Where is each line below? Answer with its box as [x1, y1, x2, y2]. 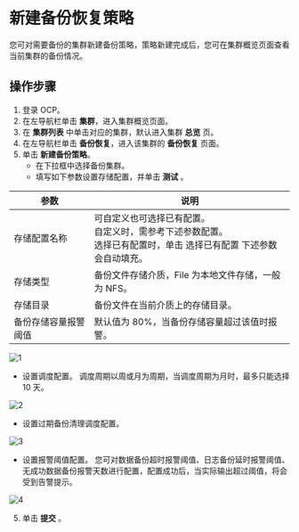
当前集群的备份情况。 [9, 50, 87, 61]
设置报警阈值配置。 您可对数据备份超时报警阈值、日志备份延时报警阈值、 [21, 454, 290, 464]
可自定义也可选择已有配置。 [93, 211, 211, 224]
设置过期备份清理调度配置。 [21, 418, 125, 429]
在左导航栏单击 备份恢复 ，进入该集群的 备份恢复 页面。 [21, 137, 224, 148]
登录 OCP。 [21, 104, 65, 115]
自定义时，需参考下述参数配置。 [93, 225, 229, 237]
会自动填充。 [93, 251, 149, 264]
